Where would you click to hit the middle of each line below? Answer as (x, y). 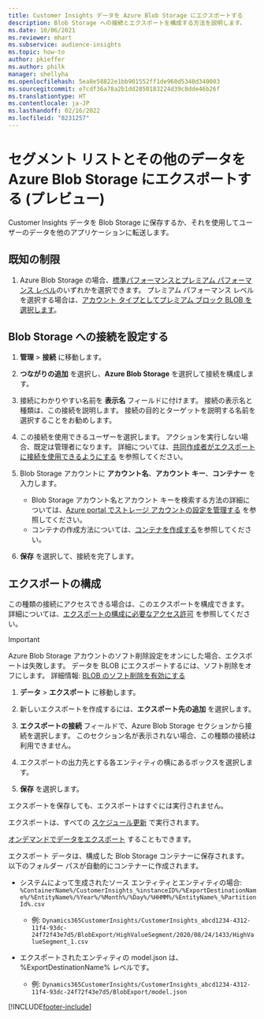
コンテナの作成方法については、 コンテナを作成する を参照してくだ (138, 530)
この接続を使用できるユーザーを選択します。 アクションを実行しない (130, 437)
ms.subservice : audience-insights (65, 45)
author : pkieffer (37, 60)
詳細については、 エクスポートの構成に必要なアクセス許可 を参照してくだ (126, 614)
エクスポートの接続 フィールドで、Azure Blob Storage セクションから (132, 726)
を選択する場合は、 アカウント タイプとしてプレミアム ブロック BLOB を (136, 300)
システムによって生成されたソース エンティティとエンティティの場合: (131, 883)
